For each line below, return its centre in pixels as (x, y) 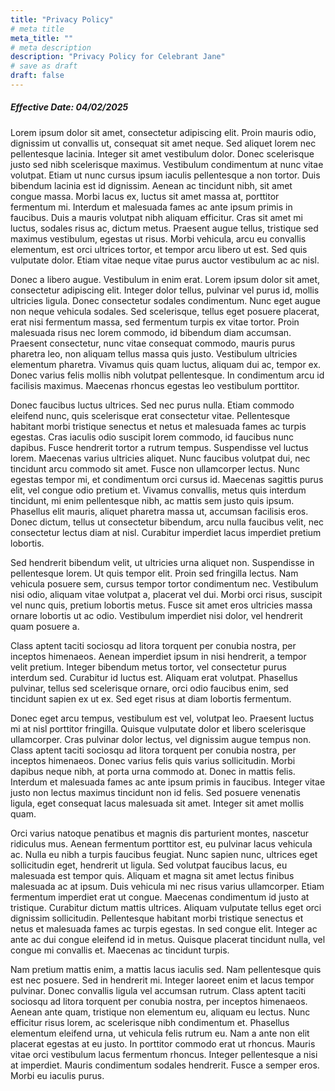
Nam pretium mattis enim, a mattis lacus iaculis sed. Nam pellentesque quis (166, 969)
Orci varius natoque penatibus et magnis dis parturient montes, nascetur (160, 833)
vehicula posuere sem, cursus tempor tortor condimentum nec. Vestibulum (164, 583)
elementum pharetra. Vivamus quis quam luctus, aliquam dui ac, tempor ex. (166, 364)
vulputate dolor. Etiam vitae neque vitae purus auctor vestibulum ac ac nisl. (165, 260)
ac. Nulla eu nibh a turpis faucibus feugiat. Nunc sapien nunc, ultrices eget (164, 854)
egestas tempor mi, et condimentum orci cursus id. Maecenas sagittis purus (167, 479)
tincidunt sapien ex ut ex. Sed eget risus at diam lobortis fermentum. (151, 698)
